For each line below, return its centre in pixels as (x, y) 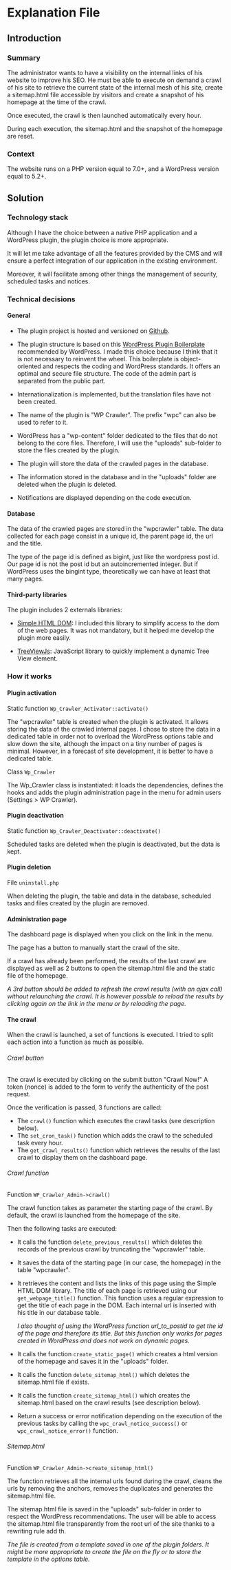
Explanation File (54, 13)
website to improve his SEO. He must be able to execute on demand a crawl (114, 80)
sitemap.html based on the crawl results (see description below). (109, 1402)
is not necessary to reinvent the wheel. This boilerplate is (98, 359)
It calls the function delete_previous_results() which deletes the (110, 1242)
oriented (29, 366)
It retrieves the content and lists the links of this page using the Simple (117, 1283)
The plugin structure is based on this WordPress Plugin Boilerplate (111, 344)
